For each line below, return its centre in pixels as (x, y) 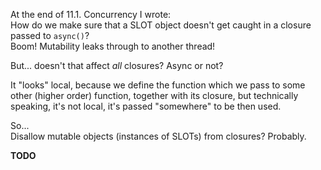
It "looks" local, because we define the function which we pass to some (158, 85)
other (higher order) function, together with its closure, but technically (154, 95)
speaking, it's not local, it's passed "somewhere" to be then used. (146, 106)
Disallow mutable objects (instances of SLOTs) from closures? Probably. (158, 136)
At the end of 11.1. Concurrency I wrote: (91, 14)
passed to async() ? (50, 35)
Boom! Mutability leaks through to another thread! (113, 46)
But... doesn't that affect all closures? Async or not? (117, 65)
